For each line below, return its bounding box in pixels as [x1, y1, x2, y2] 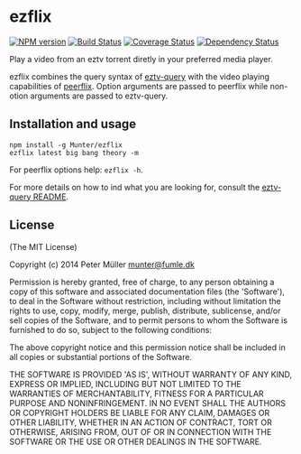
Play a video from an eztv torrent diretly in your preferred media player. [9, 53, 273, 64]
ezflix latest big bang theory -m [9, 148, 140, 157]
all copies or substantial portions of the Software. [9, 351, 192, 362]
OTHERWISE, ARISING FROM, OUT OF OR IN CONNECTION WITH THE [9, 426, 272, 437]
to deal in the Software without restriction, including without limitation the [9, 295, 281, 306]
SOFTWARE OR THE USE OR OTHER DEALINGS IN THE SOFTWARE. [9, 436, 262, 447]
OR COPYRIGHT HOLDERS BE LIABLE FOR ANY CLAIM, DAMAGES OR [9, 407, 270, 418]
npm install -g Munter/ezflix [9, 140, 123, 150]
